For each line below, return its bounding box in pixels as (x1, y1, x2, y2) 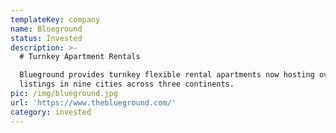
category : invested (10, 107, 92, 117)
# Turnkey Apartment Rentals (19, 52, 141, 62)
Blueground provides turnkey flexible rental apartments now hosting (19, 70, 315, 80)
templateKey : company (10, 14, 101, 25)
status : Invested (10, 33, 83, 43)
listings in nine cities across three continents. (19, 79, 235, 90)
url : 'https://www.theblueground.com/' (10, 97, 177, 108)
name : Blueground (10, 24, 83, 34)
